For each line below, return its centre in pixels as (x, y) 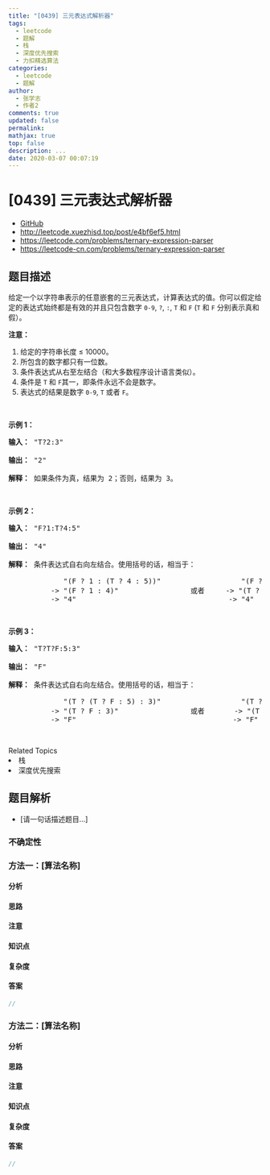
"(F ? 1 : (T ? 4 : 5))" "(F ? (163, 581)
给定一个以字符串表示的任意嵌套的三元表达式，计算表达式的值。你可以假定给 (135, 297)
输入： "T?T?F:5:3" (45, 648)
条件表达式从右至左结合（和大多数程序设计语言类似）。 (110, 372)
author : (21, 91)
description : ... (37, 151)
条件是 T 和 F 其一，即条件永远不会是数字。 (90, 382)
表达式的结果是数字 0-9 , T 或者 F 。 (76, 392)
